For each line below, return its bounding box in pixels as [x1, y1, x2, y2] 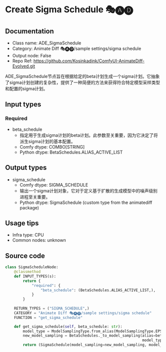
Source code [5, 251, 45, 260]
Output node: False [12, 53, 51, 58]
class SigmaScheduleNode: [5, 265, 58, 270]
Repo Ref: [12, 58, 33, 64]
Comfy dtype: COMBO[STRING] [19, 144, 85, 150]
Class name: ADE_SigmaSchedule [12, 40, 82, 46]
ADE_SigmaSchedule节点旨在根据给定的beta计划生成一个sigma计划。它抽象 [5, 74, 160, 79]
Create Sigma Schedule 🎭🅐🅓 [5, 4, 133, 15]
